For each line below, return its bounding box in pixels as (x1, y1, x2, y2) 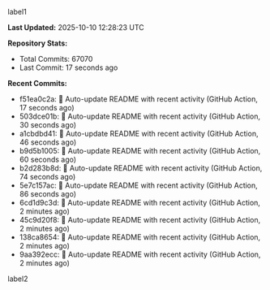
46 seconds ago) (19, 137, 77, 147)
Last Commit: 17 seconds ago (19, 63, 118, 72)
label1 (7, 7, 28, 16)
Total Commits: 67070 (19, 54, 93, 63)
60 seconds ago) (19, 154, 77, 164)
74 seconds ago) (19, 172, 76, 181)
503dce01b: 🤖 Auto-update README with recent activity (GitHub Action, (19, 111, 261, 121)
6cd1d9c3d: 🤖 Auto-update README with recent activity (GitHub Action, (19, 198, 261, 207)
